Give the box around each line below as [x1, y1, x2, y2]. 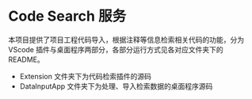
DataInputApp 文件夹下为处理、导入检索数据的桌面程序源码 [19, 81, 213, 91]
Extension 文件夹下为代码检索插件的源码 [19, 71, 152, 81]
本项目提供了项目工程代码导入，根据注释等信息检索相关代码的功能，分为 [8, 35, 244, 44]
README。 [8, 55, 45, 64]
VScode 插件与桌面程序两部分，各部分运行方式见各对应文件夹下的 [8, 44, 223, 54]
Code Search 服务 [8, 7, 127, 25]
